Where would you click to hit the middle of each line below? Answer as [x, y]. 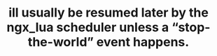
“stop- [191, 27]
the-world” [61, 42]
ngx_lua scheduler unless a [88, 27]
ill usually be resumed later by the [108, 13]
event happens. [143, 42]
